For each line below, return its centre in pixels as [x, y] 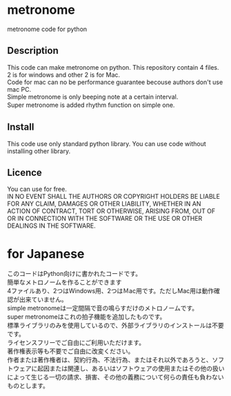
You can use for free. [37, 189]
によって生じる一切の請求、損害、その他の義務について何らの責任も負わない [115, 377]
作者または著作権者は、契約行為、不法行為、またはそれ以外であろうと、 [110, 360]
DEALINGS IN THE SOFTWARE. [51, 226]
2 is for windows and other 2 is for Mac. [64, 75]
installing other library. [39, 151]
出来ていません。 [43, 299]
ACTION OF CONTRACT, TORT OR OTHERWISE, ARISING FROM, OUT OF [111, 211]
